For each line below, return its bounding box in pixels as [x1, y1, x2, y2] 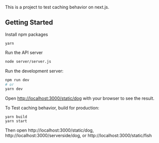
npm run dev [5, 77, 29, 83]
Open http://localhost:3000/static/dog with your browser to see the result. [5, 95, 155, 101]
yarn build [5, 114, 27, 119]
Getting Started [5, 18, 53, 27]
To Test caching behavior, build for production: [5, 105, 99, 111]
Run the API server [5, 49, 43, 56]
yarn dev [5, 86, 23, 91]
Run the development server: [5, 68, 64, 74]
